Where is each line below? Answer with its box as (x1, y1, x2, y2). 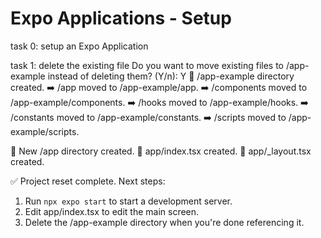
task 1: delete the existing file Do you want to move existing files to (10, 59, 285, 71)
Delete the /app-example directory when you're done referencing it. (24, 216, 305, 228)
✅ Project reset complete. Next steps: (10, 175, 166, 187)
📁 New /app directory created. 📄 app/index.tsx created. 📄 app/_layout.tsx (10, 145, 312, 157)
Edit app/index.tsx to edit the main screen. (24, 205, 200, 217)
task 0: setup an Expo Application (10, 40, 149, 52)
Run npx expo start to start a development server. (24, 195, 233, 207)
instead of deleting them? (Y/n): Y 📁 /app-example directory (47, 70, 295, 82)
